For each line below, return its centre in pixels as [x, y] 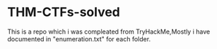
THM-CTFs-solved [64, 12]
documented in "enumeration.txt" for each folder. [79, 38]
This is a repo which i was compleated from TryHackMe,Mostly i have [109, 31]
